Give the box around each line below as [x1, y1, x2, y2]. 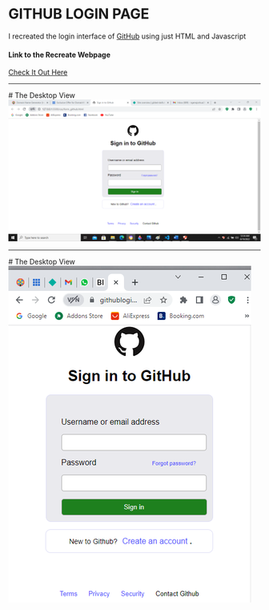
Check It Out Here [8, 67, 68, 77]
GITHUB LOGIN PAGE [8, 5, 150, 23]
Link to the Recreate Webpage [8, 50, 110, 59]
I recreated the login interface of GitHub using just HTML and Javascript [8, 31, 247, 41]
